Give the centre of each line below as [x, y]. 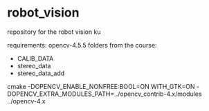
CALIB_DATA [35, 58]
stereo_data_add [41, 73]
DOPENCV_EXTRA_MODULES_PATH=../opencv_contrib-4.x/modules [104, 94]
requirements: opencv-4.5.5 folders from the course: [82, 45]
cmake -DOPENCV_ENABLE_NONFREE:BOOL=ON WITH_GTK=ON [101, 86]
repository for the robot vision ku [54, 32]
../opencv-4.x [27, 101]
